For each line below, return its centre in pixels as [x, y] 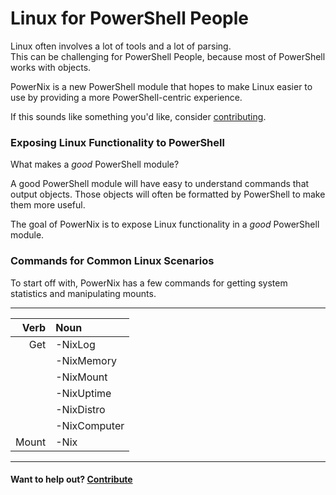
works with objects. [51, 67]
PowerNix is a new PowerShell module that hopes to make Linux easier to [161, 86]
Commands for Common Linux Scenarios [112, 261]
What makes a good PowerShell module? [95, 164]
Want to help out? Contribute [71, 479]
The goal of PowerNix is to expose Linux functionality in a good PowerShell [165, 224]
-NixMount [81, 377]
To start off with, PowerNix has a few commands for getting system [149, 283]
